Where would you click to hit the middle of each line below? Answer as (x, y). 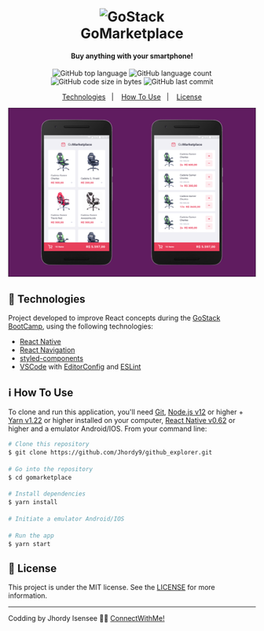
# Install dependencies (47, 494)
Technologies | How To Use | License (132, 97)
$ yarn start (29, 544)
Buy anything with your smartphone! (132, 56)
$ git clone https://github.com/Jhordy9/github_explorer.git (110, 452)
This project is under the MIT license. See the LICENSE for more (112, 588)
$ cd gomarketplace (40, 477)
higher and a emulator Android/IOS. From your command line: (108, 429)
